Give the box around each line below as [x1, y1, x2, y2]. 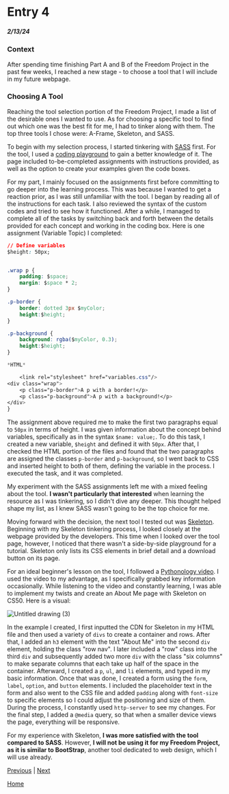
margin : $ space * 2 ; [19, 279, 78, 287]
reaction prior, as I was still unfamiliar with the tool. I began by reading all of [7, 192, 220, 200]
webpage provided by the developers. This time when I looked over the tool [7, 533, 220, 541]
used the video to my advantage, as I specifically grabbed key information [7, 574, 216, 583]
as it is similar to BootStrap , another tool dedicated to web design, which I [7, 746, 217, 754]
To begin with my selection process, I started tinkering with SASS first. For [7, 142, 217, 151]
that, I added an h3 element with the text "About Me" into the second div [7, 638, 211, 646]
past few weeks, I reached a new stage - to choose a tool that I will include [7, 67, 217, 75]
